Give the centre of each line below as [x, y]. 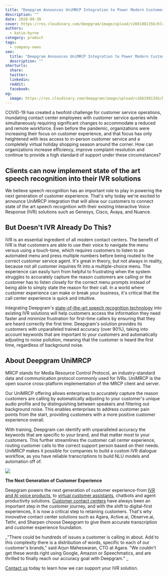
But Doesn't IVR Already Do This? [58, 227]
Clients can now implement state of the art [73, 171]
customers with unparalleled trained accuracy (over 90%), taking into [77, 329]
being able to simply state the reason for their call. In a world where [74, 287]
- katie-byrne [24, 33]
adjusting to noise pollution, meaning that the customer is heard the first [79, 340]
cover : [12, 24]
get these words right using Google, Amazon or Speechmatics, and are [78, 553]
